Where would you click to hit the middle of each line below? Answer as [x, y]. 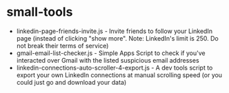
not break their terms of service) [62, 45]
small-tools [40, 12]
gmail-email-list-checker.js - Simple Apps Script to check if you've [111, 53]
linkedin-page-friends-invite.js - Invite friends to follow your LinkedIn [114, 31]
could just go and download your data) [71, 82]
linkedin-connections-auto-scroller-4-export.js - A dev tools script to [114, 68]
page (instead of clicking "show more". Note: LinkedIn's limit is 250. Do [117, 38]
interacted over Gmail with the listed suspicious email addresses [108, 60]
